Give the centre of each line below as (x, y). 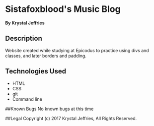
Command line (27, 99)
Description (24, 38)
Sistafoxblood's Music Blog (63, 9)
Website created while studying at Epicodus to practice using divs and (77, 50)
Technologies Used (36, 71)
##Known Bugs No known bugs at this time (49, 109)
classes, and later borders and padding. (46, 56)
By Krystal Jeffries (25, 23)
